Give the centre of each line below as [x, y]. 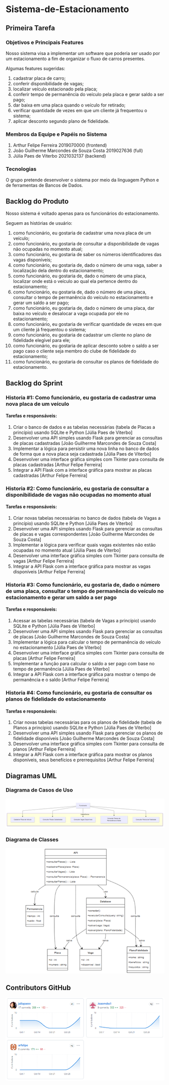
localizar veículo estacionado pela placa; [55, 89]
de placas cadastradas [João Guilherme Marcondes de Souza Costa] [84, 443]
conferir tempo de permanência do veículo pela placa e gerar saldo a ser [89, 94]
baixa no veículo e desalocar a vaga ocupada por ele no [71, 314]
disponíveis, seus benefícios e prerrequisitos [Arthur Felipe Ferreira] [84, 760]
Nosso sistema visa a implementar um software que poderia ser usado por [83, 53]
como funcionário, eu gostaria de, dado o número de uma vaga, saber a [88, 265]
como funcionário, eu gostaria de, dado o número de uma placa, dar [84, 308]
